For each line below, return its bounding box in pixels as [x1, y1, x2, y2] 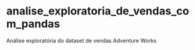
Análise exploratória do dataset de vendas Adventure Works [6, 37, 157, 44]
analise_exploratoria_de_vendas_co [6, 4, 190, 18]
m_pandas [6, 17, 61, 31]
